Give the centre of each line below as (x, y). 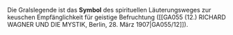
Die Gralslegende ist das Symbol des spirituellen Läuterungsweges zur (109, 10)
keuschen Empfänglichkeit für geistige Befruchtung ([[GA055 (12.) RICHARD (117, 17)
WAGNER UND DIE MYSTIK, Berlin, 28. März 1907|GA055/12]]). (98, 24)
